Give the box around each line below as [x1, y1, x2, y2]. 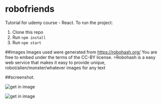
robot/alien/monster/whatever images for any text [5, 65, 106, 71]
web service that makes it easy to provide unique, [5, 59, 106, 65]
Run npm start [12, 39, 42, 45]
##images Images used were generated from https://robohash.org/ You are [5, 49, 158, 55]
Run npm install [12, 34, 46, 40]
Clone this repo [12, 29, 43, 35]
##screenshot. [5, 74, 35, 80]
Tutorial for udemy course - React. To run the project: [5, 20, 113, 26]
